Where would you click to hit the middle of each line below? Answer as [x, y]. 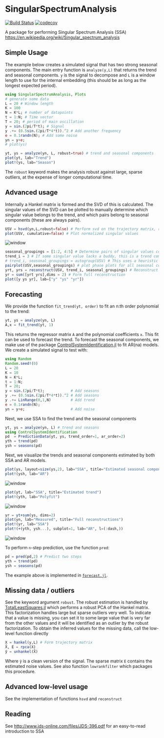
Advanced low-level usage [47, 687]
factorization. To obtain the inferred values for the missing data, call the [77, 628]
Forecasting [24, 294]
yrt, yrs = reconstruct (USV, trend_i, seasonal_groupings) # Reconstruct [82, 270]
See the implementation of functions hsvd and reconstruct [63, 699]
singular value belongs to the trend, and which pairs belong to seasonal [77, 215]
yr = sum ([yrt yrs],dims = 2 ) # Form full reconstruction [65, 275]
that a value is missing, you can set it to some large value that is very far [78, 618]
